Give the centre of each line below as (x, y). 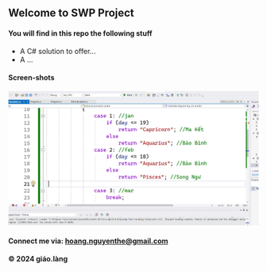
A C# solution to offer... (58, 51)
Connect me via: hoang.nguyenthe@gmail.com (88, 241)
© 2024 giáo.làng (38, 259)
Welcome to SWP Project (72, 13)
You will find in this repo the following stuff (80, 33)
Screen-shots (31, 78)
